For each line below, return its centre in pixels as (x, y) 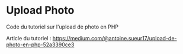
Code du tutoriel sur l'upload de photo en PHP (62, 27)
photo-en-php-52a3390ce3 (40, 45)
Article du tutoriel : (29, 38)
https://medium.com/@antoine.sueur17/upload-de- (115, 38)
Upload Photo (40, 10)
